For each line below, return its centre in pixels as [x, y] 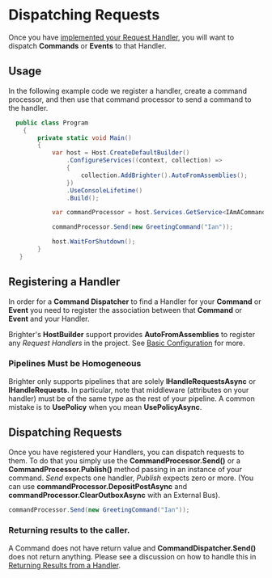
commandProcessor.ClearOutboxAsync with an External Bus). [115, 495]
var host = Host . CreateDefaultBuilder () [121, 153]
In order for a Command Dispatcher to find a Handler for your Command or [135, 302]
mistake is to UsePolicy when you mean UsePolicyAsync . [105, 407]
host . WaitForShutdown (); [93, 242]
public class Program [52, 123]
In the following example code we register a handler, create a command [127, 91]
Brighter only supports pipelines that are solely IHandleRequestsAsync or [132, 381]
